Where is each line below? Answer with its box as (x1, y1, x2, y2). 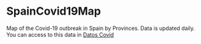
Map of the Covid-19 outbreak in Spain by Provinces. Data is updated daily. (6, 24, 196, 32)
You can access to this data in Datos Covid (6, 31, 114, 38)
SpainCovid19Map (6, 4, 101, 18)
